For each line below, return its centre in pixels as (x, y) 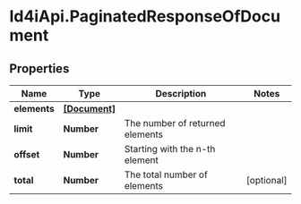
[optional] (267, 180)
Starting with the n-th (170, 149)
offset (27, 154)
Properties (39, 68)
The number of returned (175, 123)
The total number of (166, 174)
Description (181, 93)
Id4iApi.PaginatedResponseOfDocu (145, 17)
